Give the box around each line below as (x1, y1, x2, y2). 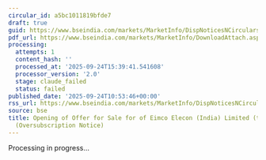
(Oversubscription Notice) (15, 121, 104, 129)
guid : (8, 26, 26, 34)
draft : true (8, 19, 47, 27)
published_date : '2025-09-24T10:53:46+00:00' (8, 92, 161, 100)
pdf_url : (8, 33, 37, 42)
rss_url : (8, 99, 37, 107)
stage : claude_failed (15, 77, 87, 85)
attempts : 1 (15, 48, 55, 56)
